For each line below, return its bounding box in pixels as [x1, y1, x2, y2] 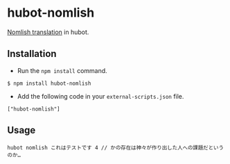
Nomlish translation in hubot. [7, 28, 89, 36]
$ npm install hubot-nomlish [7, 80, 91, 87]
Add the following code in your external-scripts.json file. [17, 92, 184, 100]
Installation [7, 48, 57, 60]
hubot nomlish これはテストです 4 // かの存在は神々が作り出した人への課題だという [7, 144, 224, 151]
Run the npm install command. [17, 66, 107, 74]
